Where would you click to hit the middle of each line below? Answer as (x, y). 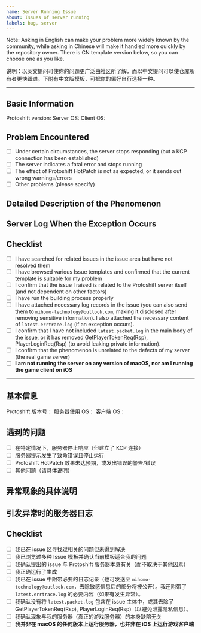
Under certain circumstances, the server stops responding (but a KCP (101, 151)
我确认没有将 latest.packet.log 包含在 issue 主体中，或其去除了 (94, 602)
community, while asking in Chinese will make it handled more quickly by (96, 46)
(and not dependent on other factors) (61, 292)
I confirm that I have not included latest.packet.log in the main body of (103, 331)
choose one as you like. (35, 59)
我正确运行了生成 (36, 572)
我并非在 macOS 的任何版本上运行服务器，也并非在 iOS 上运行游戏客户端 (104, 624)
